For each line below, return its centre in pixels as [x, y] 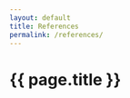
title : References [44, 26]
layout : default [40, 18]
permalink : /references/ [56, 34]
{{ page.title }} [65, 79]
